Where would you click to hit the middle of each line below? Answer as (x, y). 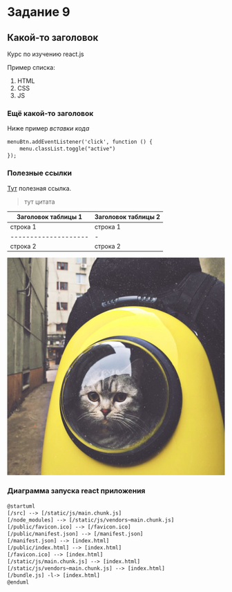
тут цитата (39, 202)
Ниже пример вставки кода (48, 128)
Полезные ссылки (40, 173)
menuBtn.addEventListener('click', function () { (80, 142)
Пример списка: (31, 67)
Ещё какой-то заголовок (50, 113)
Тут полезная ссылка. (39, 188)
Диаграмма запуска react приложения (76, 491)
